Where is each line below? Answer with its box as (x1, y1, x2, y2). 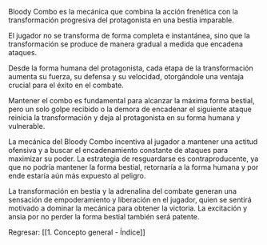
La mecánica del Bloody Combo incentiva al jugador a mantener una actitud (8, 137, 258, 147)
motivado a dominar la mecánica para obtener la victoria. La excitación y (8, 203, 248, 213)
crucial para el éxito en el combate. (8, 80, 124, 90)
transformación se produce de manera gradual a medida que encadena (8, 39, 244, 49)
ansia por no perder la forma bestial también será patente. (8, 212, 200, 221)
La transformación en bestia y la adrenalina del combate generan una (8, 187, 237, 195)
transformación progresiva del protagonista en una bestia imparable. (8, 15, 234, 25)
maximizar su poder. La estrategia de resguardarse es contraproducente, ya (8, 154, 259, 163)
